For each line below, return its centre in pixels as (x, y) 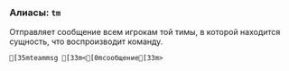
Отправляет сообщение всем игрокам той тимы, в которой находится (145, 32)
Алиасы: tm (35, 13)
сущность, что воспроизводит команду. (86, 41)
